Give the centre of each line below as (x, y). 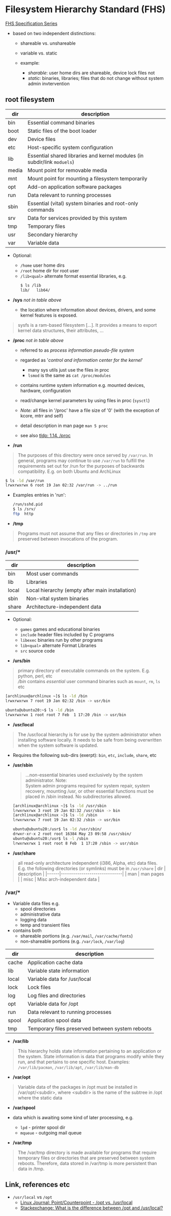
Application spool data (54, 1020)
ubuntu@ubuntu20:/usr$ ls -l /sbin (50, 838)
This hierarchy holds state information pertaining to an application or (90, 1051)
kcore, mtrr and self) (42, 415)
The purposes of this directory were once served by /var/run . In (85, 455)
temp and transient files (45, 925)
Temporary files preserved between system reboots (90, 1028)
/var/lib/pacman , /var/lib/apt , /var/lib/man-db (68, 1067)
